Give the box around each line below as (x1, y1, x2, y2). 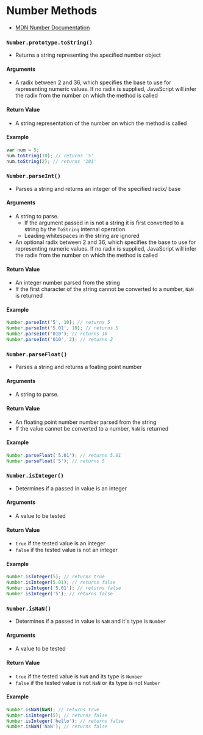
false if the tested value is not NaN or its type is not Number (15, 679, 160, 686)
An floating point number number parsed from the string (15, 418, 157, 426)
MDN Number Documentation (15, 24, 90, 31)
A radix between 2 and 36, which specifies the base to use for (15, 79, 172, 86)
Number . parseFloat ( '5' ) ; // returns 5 (6, 458, 105, 464)
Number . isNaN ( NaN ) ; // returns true (6, 706, 99, 712)
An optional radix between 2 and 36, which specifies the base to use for (15, 238, 196, 246)
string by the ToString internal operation (24, 225, 126, 232)
